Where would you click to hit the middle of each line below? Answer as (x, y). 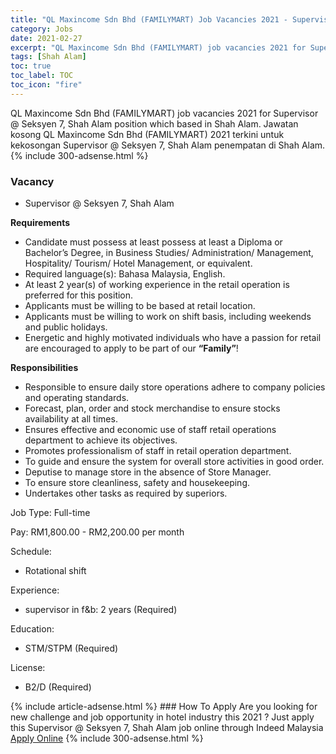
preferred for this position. (79, 295)
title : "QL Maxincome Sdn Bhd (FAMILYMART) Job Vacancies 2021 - (149, 19)
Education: (32, 629)
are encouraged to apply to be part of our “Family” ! (131, 348)
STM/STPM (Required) (71, 648)
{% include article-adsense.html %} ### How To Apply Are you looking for (164, 707)
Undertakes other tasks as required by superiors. (126, 493)
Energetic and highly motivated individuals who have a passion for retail (173, 338)
